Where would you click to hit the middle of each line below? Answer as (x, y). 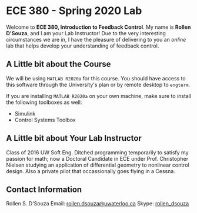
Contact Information (44, 189)
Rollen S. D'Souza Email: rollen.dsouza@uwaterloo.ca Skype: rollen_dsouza (98, 204)
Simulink (25, 113)
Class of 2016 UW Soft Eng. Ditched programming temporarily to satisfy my (98, 152)
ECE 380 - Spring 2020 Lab (74, 11)
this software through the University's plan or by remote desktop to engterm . (98, 84)
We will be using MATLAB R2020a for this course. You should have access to (96, 78)
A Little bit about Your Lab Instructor (74, 138)
